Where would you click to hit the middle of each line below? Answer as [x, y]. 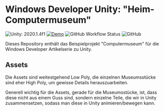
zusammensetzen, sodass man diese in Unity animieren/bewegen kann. [80, 103]
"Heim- [139, 9]
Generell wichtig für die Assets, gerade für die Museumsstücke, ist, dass [81, 92]
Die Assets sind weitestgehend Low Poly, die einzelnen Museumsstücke [80, 77]
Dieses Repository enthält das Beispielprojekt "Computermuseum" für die [82, 43]
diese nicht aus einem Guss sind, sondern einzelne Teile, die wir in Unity [81, 97]
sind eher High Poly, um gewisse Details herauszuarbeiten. [67, 82]
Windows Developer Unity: [63, 9]
